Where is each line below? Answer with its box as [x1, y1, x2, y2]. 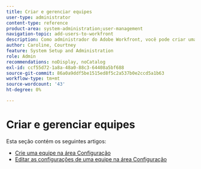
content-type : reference [6, 20, 68, 26]
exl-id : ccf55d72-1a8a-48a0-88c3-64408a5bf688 [6, 64, 124, 71]
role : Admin [6, 53, 36, 59]
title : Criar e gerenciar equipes [6, 8, 93, 15]
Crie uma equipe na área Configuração [14, 149, 111, 156]
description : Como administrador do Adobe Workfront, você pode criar [6, 37, 186, 43]
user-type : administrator [6, 14, 71, 20]
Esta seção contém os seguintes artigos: [6, 137, 106, 144]
